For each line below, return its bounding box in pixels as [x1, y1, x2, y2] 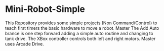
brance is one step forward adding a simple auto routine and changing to [5, 30, 154, 36]
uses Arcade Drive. [5, 41, 44, 47]
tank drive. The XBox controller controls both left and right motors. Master [5, 36, 156, 42]
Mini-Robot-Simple [5, 3, 85, 15]
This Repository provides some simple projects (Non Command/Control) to [5, 20, 157, 26]
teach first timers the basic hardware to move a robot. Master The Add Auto [5, 25, 160, 31]
